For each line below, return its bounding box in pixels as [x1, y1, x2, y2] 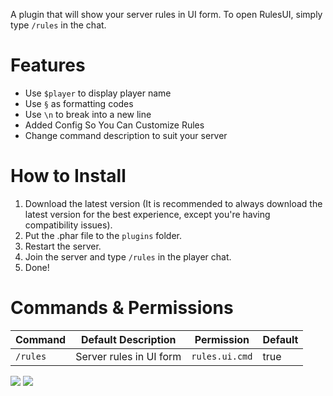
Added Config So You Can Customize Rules [24, 119, 205, 131]
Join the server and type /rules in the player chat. [24, 250, 232, 263]
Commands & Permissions [10, 297, 234, 319]
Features [10, 54, 86, 77]
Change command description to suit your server [24, 129, 228, 141]
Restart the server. [24, 240, 102, 252]
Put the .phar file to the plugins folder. [24, 229, 183, 241]
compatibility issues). [24, 219, 113, 231]
